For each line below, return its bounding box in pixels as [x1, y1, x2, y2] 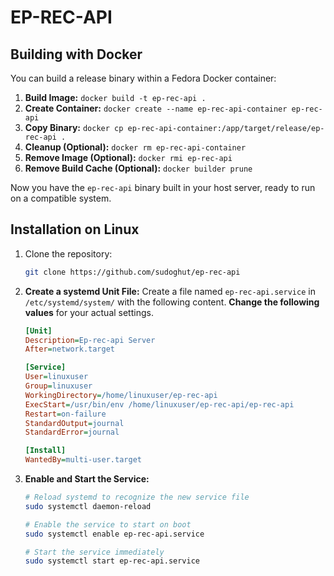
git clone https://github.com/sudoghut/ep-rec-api [24, 267, 241, 277]
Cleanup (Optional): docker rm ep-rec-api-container [24, 141, 247, 153]
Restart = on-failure [24, 409, 107, 419]
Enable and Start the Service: [24, 473, 150, 485]
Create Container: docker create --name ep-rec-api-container [24, 102, 288, 114]
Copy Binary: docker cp [24, 122, 124, 133]
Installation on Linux [10, 221, 140, 238]
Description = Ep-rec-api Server [24, 335, 156, 345]
